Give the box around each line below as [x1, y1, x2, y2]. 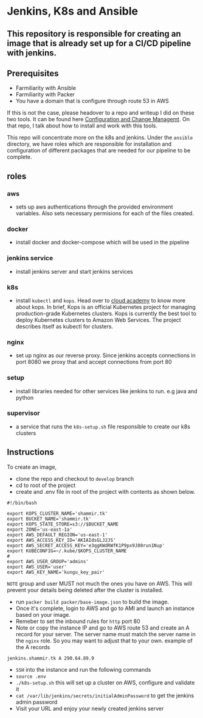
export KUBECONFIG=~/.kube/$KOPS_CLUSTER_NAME [7, 547, 127, 554]
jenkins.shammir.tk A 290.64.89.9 [7, 655, 95, 661]
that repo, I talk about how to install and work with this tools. [7, 122, 157, 129]
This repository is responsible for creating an [7, 29, 181, 39]
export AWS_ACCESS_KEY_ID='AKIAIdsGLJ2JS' [7, 537, 116, 543]
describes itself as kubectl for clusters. [15, 322, 114, 330]
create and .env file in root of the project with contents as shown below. [15, 488, 196, 495]
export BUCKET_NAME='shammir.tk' [7, 516, 92, 522]
